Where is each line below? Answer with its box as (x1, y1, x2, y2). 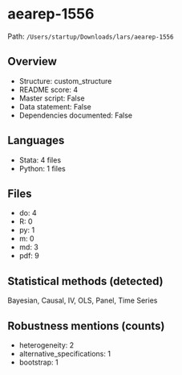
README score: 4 (18, 84, 78, 94)
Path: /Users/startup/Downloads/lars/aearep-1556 (7, 31, 174, 41)
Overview (7, 55, 58, 68)
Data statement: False (18, 101, 91, 111)
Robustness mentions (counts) (7, 319, 165, 332)
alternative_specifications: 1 (18, 349, 111, 358)
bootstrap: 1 (18, 357, 59, 367)
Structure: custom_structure (18, 76, 112, 85)
